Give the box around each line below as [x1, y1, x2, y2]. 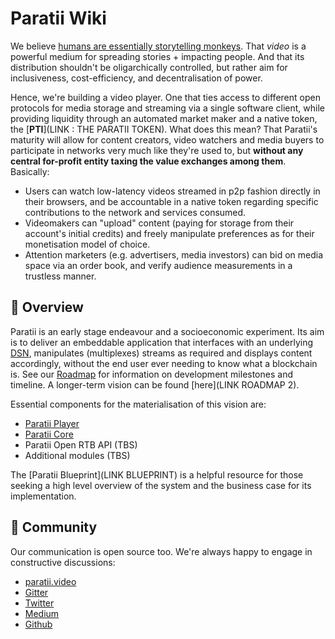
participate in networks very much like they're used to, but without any [10, 144, 304, 156]
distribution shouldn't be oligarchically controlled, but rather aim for [10, 61, 288, 73]
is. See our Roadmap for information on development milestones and [10, 368, 293, 380]
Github [24, 618, 53, 630]
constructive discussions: [10, 556, 116, 568]
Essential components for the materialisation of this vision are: [10, 398, 267, 410]
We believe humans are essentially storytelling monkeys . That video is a [10, 40, 307, 52]
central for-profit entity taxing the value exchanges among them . [10, 155, 287, 167]
